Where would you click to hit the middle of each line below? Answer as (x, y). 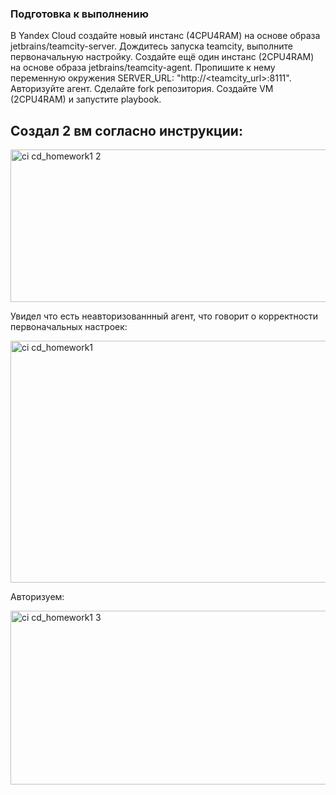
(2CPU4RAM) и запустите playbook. (86, 99)
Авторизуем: (37, 597)
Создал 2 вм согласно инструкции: (126, 130)
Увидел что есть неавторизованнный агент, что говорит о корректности (164, 316)
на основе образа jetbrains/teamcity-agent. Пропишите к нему (143, 68)
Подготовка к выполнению (79, 14)
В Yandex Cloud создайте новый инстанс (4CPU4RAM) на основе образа (165, 36)
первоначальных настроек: (69, 327)
